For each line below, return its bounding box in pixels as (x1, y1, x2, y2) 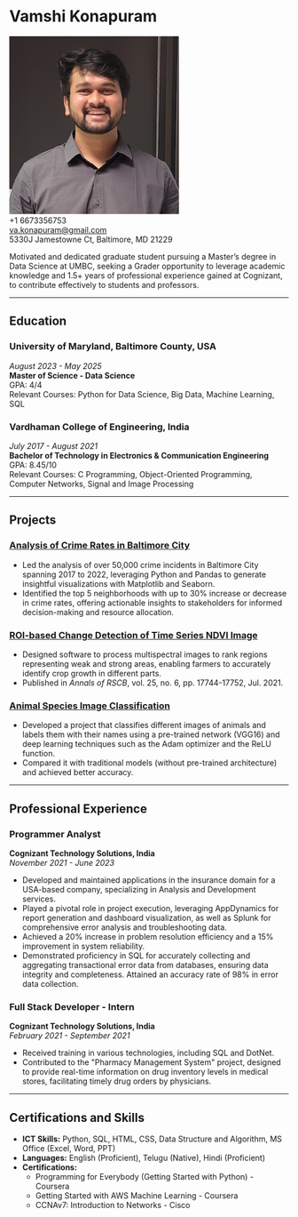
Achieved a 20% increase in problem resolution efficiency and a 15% (21, 931, 274, 941)
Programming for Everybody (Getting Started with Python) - (35, 1172, 255, 1181)
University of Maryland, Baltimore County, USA (9, 340, 217, 353)
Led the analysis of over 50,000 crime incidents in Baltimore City (21, 559, 259, 570)
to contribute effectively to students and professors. (9, 279, 200, 290)
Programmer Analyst (9, 828, 101, 840)
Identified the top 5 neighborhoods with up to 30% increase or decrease (21, 588, 287, 598)
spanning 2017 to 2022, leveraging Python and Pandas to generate (21, 569, 267, 580)
